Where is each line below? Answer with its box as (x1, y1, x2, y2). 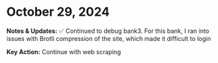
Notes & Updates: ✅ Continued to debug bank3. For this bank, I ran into (6, 27, 210, 35)
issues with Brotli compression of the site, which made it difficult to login (6, 34, 211, 42)
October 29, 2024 (6, 4, 110, 20)
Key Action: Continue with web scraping (6, 47, 121, 55)
